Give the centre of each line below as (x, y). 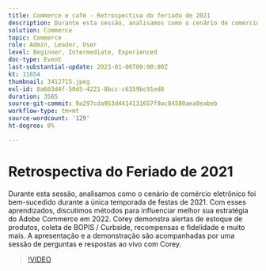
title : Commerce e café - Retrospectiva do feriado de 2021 (110, 15)
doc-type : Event (35, 60)
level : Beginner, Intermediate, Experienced (83, 52)
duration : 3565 (33, 96)
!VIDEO (39, 259)
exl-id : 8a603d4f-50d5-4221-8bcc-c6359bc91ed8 (86, 89)
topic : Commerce (35, 38)
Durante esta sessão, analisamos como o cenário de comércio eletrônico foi (132, 194)
